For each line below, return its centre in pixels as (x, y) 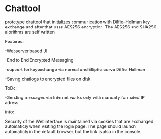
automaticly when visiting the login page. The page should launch (71, 126)
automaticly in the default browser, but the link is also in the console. (73, 131)
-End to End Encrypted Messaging (39, 60)
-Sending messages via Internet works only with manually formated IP (75, 97)
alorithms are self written (30, 32)
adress (12, 102)
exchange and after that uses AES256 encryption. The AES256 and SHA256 (81, 27)
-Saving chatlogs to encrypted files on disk (48, 79)
